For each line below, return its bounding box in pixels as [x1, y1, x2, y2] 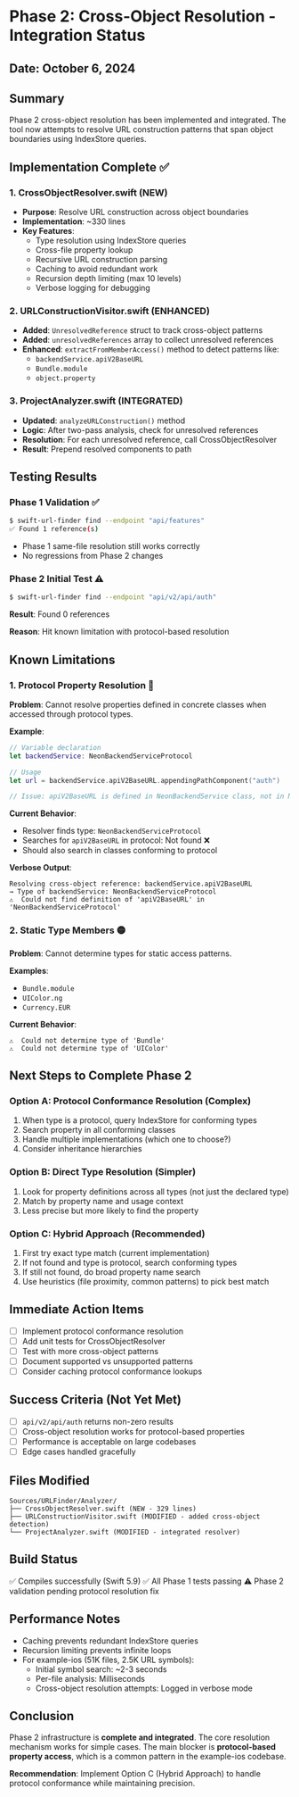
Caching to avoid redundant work [35, 263, 158, 274]
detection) [9, 1519, 50, 1528]
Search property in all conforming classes [21, 1125, 176, 1136]
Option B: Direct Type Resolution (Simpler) [9, 1166, 197, 1178]
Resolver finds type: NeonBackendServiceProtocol [21, 826, 202, 836]
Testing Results [9, 470, 98, 485]
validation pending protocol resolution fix [9, 1585, 160, 1596]
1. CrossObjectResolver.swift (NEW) [9, 186, 168, 198]
